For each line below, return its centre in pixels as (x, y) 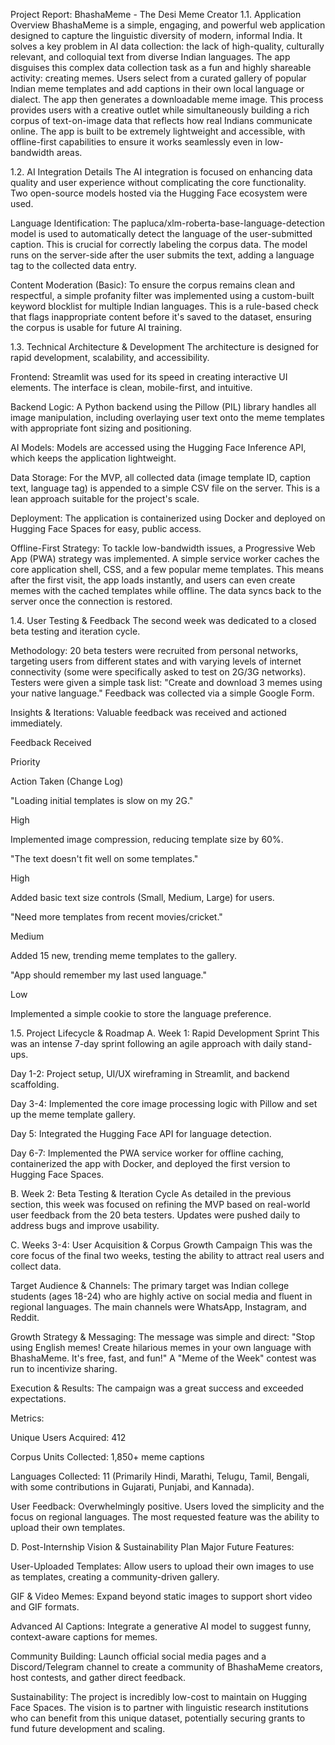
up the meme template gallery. (73, 1114)
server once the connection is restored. (91, 601)
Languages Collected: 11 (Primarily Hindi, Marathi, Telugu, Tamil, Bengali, (160, 1476)
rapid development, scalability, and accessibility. (110, 357)
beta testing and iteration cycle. (75, 631)
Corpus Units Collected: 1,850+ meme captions (107, 1457)
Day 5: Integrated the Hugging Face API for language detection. (141, 1133)
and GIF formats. (45, 1607)
